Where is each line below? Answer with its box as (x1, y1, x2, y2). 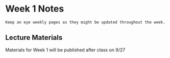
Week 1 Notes (5, 3, 64, 15)
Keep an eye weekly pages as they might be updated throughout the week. (5, 20, 166, 25)
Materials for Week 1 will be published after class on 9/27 (5, 46, 126, 53)
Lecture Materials (5, 33, 63, 42)
